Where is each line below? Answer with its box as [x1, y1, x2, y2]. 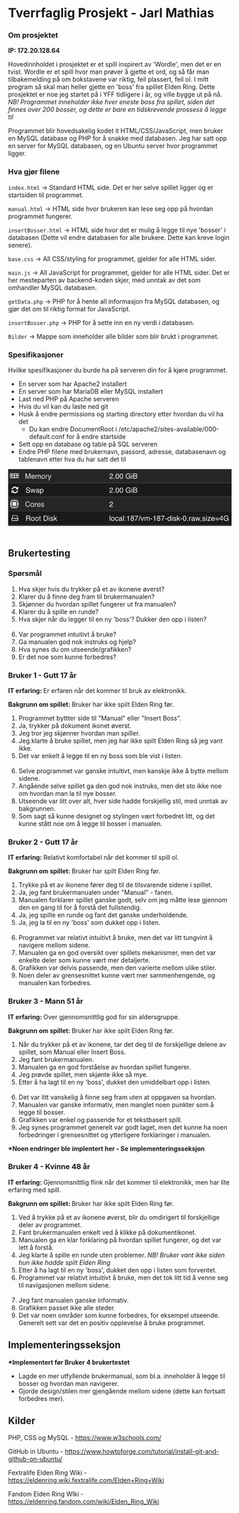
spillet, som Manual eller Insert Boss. [18, 1048, 126, 1056]
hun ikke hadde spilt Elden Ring [18, 1258, 111, 1267]
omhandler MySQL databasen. [8, 283, 97, 292]
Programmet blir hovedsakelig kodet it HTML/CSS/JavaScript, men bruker [8, 126, 223, 135]
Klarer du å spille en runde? [18, 607, 99, 616]
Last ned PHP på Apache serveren [18, 395, 120, 404]
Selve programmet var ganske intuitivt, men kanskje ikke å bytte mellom [18, 766, 229, 775]
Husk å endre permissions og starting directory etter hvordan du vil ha [18, 410, 224, 419]
